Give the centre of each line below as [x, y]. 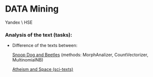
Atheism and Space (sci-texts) [43, 69]
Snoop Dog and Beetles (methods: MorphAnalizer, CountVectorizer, [80, 55]
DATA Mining [32, 9]
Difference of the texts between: [45, 46]
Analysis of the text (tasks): [39, 35]
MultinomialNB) [28, 60]
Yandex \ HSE [19, 22]
